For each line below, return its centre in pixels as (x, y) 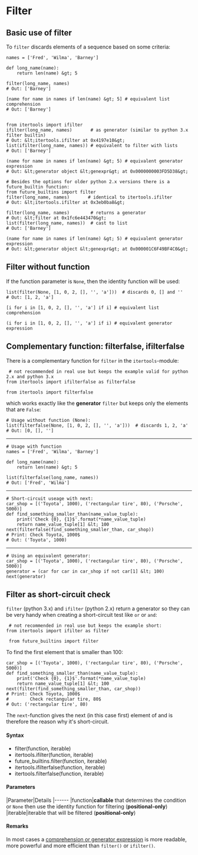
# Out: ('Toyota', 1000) (37, 540)
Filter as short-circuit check (58, 595)
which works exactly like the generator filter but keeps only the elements (97, 403)
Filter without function (48, 267)
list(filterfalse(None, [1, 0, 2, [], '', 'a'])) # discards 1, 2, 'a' (97, 425)
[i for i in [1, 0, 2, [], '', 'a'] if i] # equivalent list (83, 308)
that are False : (24, 409)
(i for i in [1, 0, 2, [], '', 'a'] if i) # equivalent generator (89, 323)
